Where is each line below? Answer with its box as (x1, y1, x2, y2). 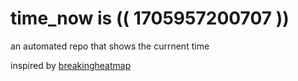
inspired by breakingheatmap (10, 59, 132, 71)
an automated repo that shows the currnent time (10, 40, 210, 52)
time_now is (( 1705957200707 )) (10, 7, 290, 30)
